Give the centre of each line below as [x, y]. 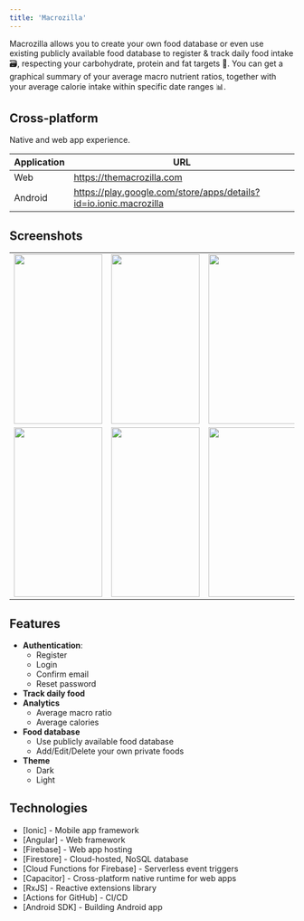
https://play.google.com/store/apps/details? [167, 193]
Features [35, 624]
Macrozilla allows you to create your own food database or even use [137, 43]
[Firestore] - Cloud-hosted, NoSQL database [105, 859]
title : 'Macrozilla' [48, 18]
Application [39, 162]
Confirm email [62, 674]
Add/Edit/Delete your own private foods [110, 751]
